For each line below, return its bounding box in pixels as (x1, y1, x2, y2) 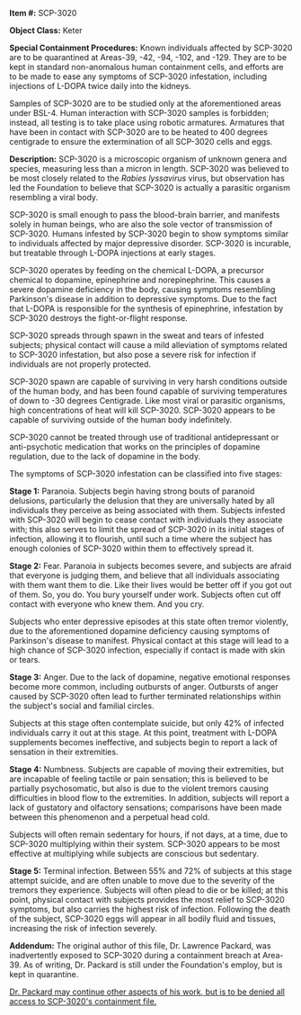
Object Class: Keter (9, 25, 83, 35)
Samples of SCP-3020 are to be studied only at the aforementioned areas (9, 98, 281, 109)
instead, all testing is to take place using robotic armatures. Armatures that (9, 117, 285, 128)
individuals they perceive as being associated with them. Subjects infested (9, 505, 286, 515)
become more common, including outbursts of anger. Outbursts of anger (9, 681, 279, 691)
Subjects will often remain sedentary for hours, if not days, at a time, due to (9, 829, 288, 840)
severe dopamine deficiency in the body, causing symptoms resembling (9, 284, 276, 295)
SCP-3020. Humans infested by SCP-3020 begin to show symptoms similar (9, 228, 289, 239)
